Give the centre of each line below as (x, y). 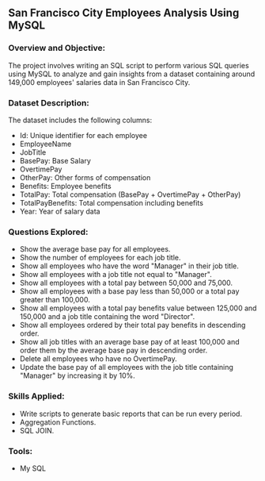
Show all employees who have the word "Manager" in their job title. (129, 266)
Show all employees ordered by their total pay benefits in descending (132, 325)
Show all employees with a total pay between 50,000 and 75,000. (126, 283)
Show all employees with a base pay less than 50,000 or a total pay (129, 291)
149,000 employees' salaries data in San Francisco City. (99, 82)
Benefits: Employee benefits (66, 186)
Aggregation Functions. (58, 422)
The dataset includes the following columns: (80, 120)
